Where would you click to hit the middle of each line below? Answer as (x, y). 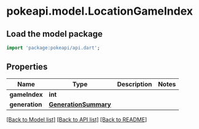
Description (135, 84)
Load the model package (55, 34)
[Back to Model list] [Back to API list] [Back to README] (77, 119)
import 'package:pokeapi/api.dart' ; (53, 48)
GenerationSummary (80, 104)
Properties (27, 67)
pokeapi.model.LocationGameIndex (100, 11)
